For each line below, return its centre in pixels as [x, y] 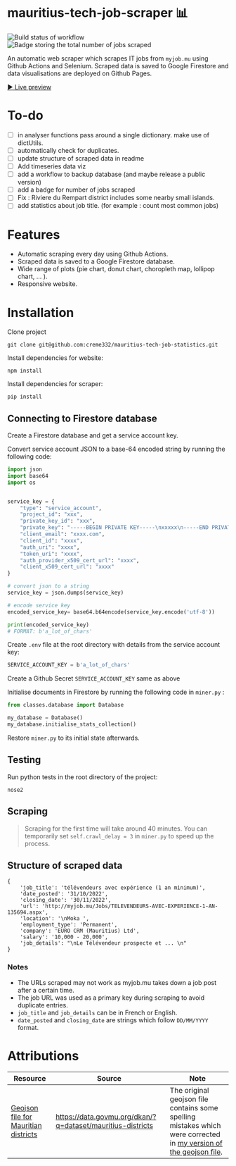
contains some [194, 1108]
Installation [41, 312]
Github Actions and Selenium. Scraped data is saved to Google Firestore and [118, 66]
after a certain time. [46, 990]
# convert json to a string [48, 586]
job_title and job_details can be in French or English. [97, 1012]
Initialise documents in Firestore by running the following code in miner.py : [116, 692]
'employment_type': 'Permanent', [69, 925]
